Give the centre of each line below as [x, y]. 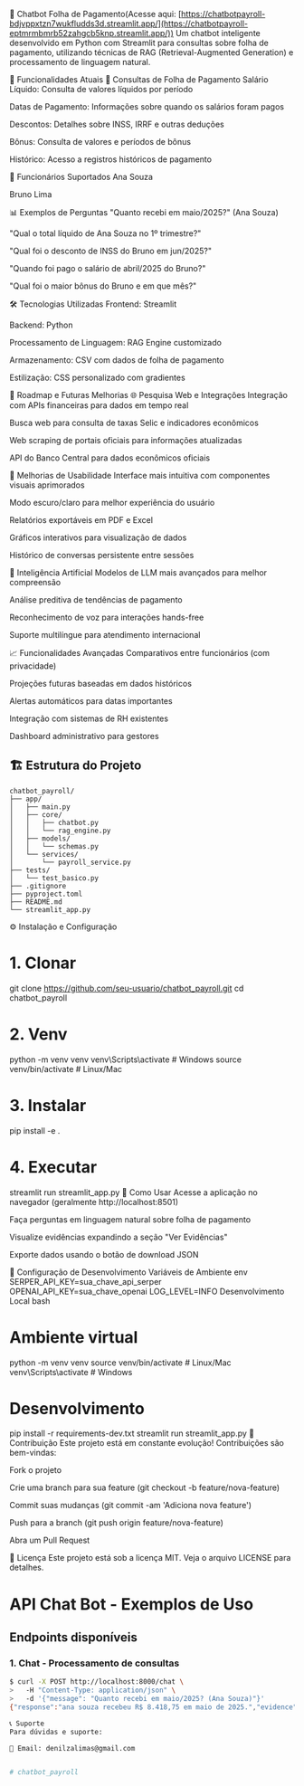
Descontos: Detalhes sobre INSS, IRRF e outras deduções [117, 124]
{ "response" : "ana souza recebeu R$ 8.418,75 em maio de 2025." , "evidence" [153, 1707]
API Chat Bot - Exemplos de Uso [132, 1604]
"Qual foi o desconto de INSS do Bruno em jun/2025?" [111, 251]
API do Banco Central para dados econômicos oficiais [110, 458]
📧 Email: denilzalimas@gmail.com [72, 1748]
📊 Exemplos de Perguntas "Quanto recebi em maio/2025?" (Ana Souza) [144, 212]
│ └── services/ [44, 854]
